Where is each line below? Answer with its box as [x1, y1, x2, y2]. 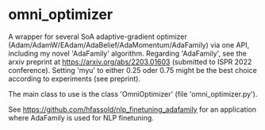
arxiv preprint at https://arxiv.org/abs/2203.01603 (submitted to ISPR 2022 [8, 57, 252, 67]
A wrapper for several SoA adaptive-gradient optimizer [8, 32, 188, 41]
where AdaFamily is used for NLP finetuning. [8, 113, 155, 122]
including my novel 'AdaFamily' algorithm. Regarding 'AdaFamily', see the [8, 48, 248, 58]
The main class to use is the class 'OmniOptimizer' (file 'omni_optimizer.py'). [8, 89, 258, 98]
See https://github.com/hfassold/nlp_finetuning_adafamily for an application [8, 105, 256, 114]
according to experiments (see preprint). [8, 74, 141, 83]
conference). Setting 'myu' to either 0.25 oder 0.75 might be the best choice [8, 65, 258, 75]
